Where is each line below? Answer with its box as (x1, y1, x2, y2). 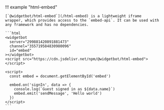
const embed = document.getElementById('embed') (9, 74, 111, 79)
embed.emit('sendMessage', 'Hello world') (14, 91, 102, 96)
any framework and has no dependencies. (5, 22, 89, 27)
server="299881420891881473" (9, 39, 69, 44)
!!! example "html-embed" (5, 4, 57, 10)
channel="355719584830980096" (9, 44, 71, 49)
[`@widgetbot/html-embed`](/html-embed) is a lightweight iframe (5, 14, 141, 19)
